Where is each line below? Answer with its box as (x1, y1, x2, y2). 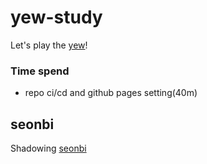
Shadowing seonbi (10, 142, 87, 155)
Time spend (10, 64, 70, 78)
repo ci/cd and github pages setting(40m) (24, 87, 198, 99)
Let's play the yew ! (10, 39, 88, 51)
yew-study (10, 6, 103, 29)
